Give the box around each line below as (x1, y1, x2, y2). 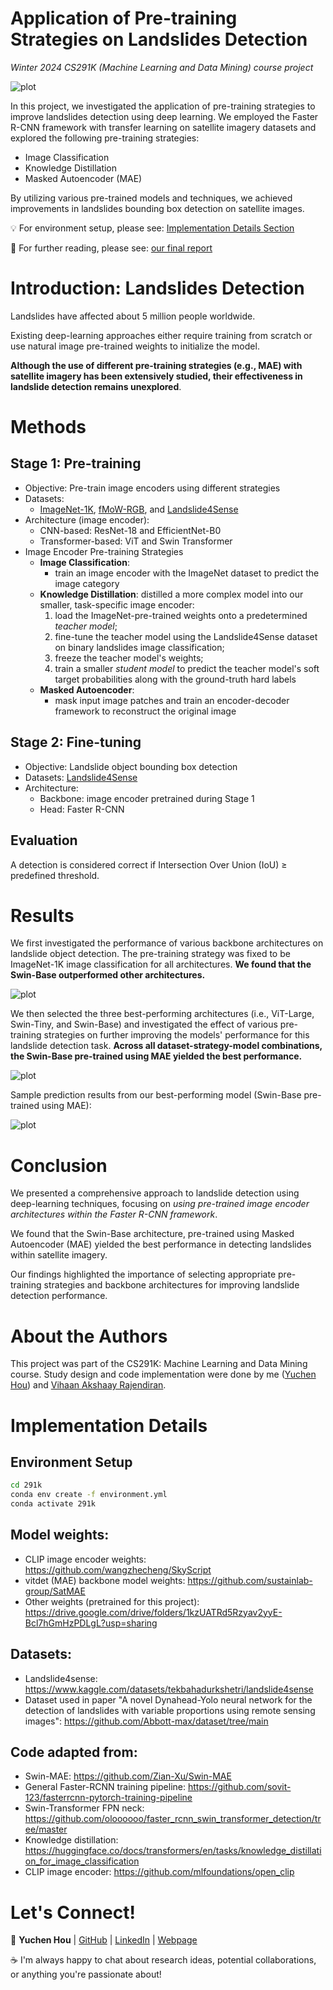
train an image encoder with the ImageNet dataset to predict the (54, 567, 320, 579)
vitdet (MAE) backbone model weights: (24, 1574, 186, 1586)
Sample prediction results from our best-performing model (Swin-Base (10, 1089, 302, 1101)
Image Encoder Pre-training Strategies (24, 545, 184, 557)
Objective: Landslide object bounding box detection (24, 760, 238, 772)
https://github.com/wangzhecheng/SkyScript (24, 1563, 212, 1576)
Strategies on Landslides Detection (10, 28, 308, 51)
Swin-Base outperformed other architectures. (10, 969, 206, 981)
